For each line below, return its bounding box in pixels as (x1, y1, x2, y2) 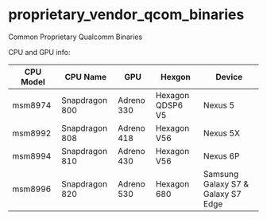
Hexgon (160, 71, 191, 82)
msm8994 (12, 150, 52, 161)
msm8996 (12, 183, 52, 194)
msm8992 (12, 128, 52, 139)
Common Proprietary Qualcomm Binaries (8, 32, 143, 41)
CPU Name (64, 71, 107, 82)
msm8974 (12, 100, 52, 111)
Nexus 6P (203, 150, 240, 161)
